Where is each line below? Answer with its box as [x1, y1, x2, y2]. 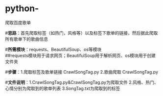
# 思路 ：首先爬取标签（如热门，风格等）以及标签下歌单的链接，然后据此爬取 [5, 30, 158, 36]
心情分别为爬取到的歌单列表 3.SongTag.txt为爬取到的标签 [5, 85, 120, 91]
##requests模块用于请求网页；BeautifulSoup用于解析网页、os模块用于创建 [5, 52, 156, 58]
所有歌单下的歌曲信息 [5, 36, 48, 42]
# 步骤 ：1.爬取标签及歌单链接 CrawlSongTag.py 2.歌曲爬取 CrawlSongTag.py [5, 69, 158, 75]
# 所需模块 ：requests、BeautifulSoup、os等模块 [5, 46, 102, 52]
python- [5, 3, 39, 14]
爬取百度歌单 [5, 19, 31, 25]
